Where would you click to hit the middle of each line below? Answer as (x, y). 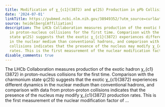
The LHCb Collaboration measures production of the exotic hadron (72, 69)
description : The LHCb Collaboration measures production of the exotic (81, 28)
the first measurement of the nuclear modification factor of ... (67, 101)
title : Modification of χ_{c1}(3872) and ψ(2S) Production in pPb (74, 10)
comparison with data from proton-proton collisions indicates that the (75, 90)
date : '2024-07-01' (25, 14)
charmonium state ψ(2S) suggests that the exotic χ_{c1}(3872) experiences (81, 80)
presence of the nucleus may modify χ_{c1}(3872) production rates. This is (81, 95)
